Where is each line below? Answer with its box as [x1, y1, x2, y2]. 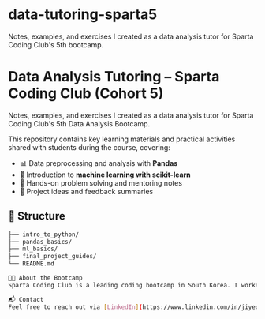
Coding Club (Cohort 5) [8, 84, 164, 103]
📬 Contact [8, 295, 44, 303]
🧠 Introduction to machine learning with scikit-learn [19, 170, 191, 179]
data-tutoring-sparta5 [8, 6, 158, 24]
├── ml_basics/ [8, 245, 58, 253]
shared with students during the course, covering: [8, 142, 171, 152]
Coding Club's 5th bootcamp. [8, 39, 104, 49]
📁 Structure [8, 209, 65, 223]
